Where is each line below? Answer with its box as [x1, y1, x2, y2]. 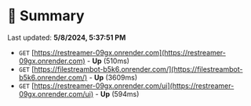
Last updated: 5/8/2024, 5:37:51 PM [7, 33, 126, 42]
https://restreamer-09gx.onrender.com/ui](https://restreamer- [34, 81, 235, 90]
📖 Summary [7, 7, 85, 25]
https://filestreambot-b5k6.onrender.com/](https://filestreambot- [34, 64, 243, 73]
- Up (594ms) [95, 89, 140, 98]
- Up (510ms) [86, 56, 130, 65]
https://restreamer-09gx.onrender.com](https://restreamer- [34, 48, 227, 57]
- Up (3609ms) [89, 72, 138, 82]
